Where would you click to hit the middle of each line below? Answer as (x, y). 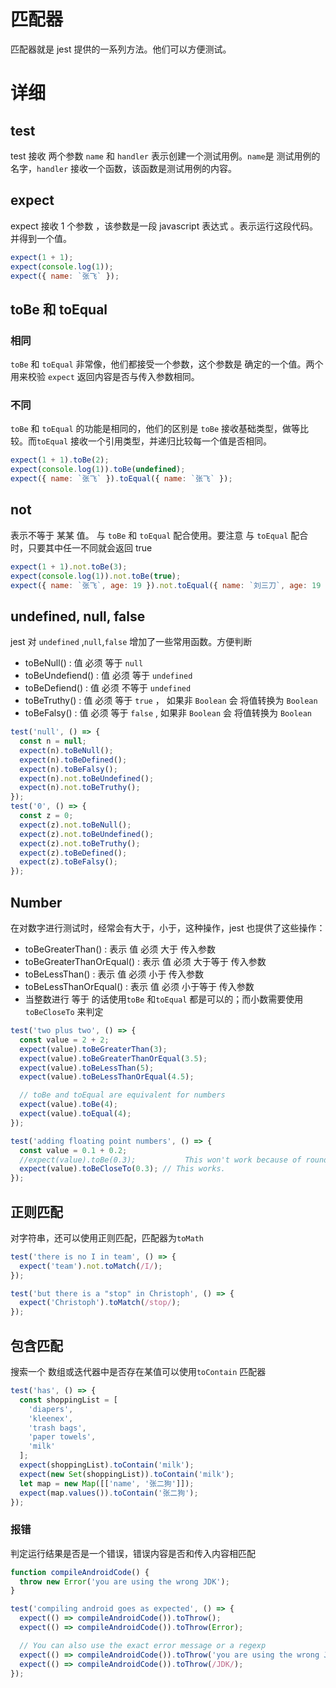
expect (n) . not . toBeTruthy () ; (80, 788)
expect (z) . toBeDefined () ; (73, 853)
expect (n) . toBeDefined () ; (73, 760)
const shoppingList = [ (68, 1400)
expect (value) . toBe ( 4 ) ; (68, 1105)
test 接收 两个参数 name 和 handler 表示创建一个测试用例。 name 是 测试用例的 (165, 156)
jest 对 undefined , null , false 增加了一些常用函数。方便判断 (131, 642)
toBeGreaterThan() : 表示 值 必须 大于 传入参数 (120, 949)
